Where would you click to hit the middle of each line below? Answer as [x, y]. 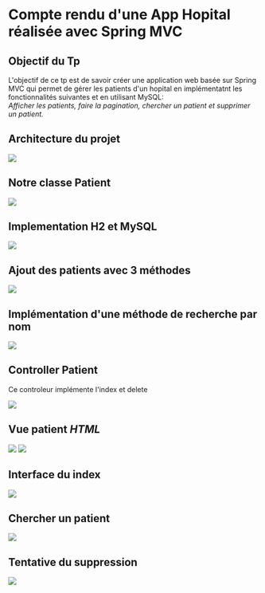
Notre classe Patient [60, 183]
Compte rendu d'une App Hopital [119, 15]
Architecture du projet [64, 139]
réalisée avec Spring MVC [95, 31]
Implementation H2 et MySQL [83, 227]
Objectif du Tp [45, 61]
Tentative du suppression [73, 562]
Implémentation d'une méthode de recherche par [132, 314]
